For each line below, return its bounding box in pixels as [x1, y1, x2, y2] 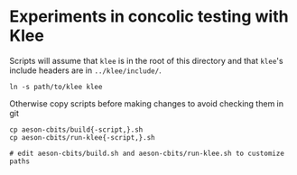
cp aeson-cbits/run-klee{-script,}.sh [9, 133, 155, 142]
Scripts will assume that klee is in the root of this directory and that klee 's [9, 55, 283, 66]
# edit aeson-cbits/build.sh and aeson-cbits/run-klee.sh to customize [9, 149, 284, 158]
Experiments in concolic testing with [9, 6, 289, 27]
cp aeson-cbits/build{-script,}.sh [9, 124, 144, 134]
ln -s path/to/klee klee [9, 82, 103, 91]
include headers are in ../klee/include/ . [9, 65, 162, 76]
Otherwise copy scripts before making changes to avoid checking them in [9, 97, 284, 109]
